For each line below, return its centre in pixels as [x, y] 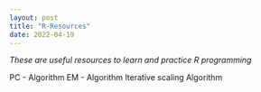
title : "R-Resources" [50, 26]
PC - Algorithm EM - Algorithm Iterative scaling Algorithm [116, 78]
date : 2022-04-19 [42, 34]
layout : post [34, 18]
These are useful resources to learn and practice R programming [130, 60]
